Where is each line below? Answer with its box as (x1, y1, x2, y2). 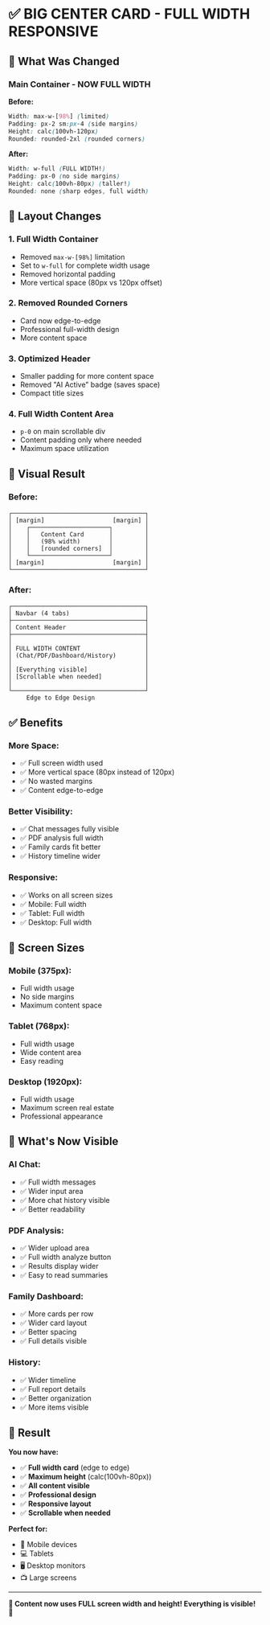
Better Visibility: (8, 806, 74, 817)
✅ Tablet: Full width (19, 908, 85, 917)
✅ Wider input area (19, 1186, 84, 1196)
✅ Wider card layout (19, 1318, 88, 1327)
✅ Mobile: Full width (19, 899, 87, 909)
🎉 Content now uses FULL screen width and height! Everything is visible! (8, 1599, 256, 1609)
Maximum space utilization (19, 444, 109, 453)
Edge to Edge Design (26, 694, 95, 702)
